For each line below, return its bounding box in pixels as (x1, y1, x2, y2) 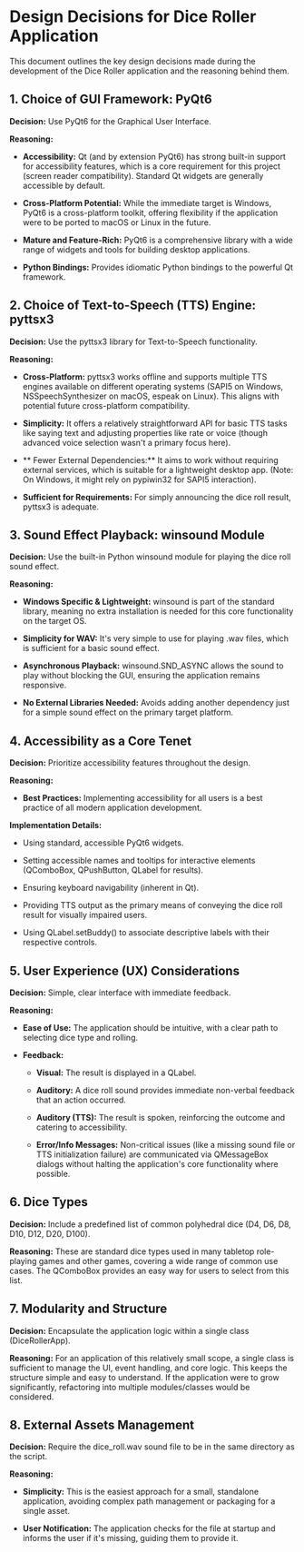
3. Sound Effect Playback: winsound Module (9, 527, 265, 542)
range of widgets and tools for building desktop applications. (22, 243, 250, 255)
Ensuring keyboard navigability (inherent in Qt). (22, 883, 200, 894)
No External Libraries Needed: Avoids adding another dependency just (22, 697, 290, 708)
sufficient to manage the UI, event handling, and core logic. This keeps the (9, 1362, 288, 1373)
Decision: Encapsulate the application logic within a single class (9, 1325, 250, 1336)
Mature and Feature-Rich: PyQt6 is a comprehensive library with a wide (22, 234, 293, 245)
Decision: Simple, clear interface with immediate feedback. (9, 987, 231, 998)
